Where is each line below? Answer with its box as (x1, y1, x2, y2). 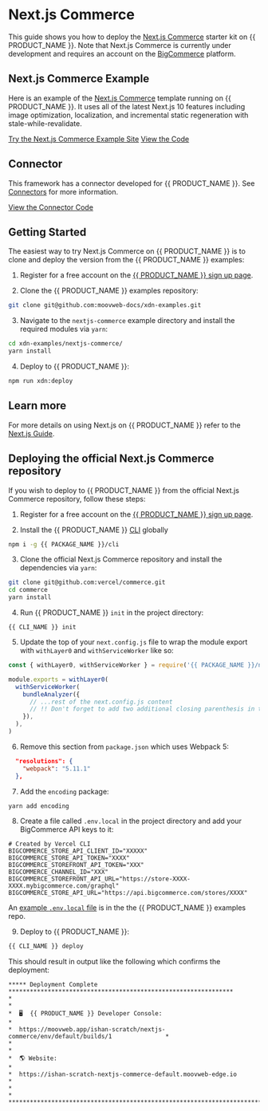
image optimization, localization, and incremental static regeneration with (8, 110, 249, 120)
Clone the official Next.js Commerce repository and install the (19, 554, 223, 564)
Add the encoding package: (19, 786, 109, 796)
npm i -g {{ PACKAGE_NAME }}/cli (8, 540, 120, 548)
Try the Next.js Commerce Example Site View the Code (8, 134, 190, 144)
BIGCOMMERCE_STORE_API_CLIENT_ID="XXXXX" (8, 847, 148, 855)
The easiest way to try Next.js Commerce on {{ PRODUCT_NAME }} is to (8, 246, 246, 256)
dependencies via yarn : (19, 563, 97, 573)
